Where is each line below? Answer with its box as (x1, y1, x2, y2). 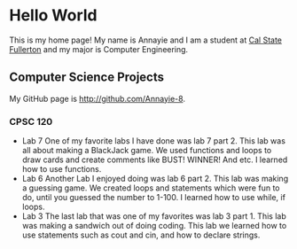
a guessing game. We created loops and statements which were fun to (21, 183, 280, 193)
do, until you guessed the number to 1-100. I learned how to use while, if (21, 192, 286, 203)
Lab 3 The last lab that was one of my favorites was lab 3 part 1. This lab (21, 211, 286, 222)
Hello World (9, 5, 98, 26)
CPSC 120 (9, 115, 53, 128)
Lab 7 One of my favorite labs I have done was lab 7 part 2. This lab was (21, 136, 286, 146)
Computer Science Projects (9, 70, 165, 85)
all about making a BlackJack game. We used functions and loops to (21, 145, 272, 156)
